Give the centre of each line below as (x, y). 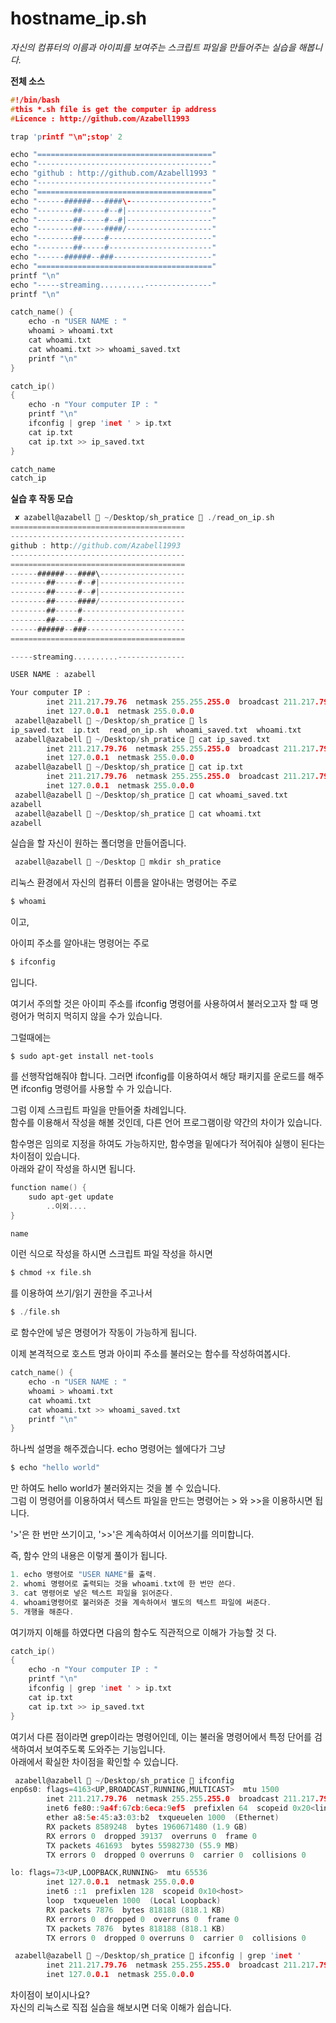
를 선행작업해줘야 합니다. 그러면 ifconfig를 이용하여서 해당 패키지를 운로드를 (158, 1076)
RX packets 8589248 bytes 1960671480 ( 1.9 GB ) (147, 1827)
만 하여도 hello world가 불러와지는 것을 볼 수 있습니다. (116, 1488)
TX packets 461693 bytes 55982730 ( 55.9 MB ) (143, 1845)
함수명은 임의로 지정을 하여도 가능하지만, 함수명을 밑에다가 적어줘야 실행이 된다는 (168, 1144)
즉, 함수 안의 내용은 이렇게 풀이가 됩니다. (89, 1556)
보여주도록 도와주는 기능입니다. (105, 1749)
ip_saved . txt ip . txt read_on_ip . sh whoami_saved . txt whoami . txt (156, 730)
